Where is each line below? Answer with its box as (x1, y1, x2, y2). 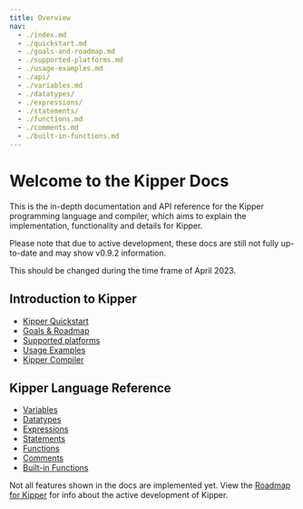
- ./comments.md (17, 124, 79, 133)
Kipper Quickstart (22, 315, 89, 326)
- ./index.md (17, 30, 67, 39)
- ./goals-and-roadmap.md (17, 47, 116, 56)
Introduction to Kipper (9, 292, 138, 307)
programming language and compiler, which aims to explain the (9, 210, 247, 221)
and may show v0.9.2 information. (39, 247, 167, 258)
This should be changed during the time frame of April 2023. (9, 264, 237, 275)
